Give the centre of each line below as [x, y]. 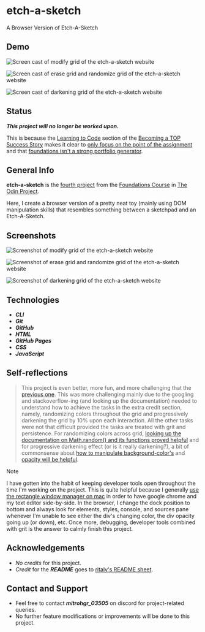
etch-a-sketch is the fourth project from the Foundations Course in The [97, 185]
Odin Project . [23, 191]
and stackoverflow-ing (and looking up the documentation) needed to [109, 401]
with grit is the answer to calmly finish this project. [70, 528]
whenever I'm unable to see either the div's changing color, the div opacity [100, 516]
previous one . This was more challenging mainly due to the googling [107, 394]
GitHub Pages [33, 341]
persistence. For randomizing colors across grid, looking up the [101, 433]
